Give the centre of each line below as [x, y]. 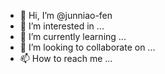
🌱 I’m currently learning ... [73, 36]
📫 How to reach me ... [66, 58]
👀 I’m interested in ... [62, 26]
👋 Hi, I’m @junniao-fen [66, 15]
